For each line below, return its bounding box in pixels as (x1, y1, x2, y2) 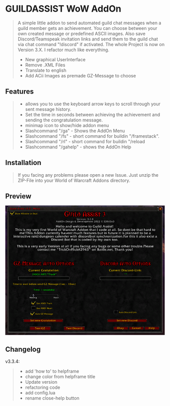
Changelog (5, 345, 41, 353)
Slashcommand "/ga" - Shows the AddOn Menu (25, 128, 125, 134)
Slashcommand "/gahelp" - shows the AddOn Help (25, 144, 132, 150)
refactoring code (25, 384, 61, 390)
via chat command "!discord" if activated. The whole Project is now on (17, 41, 165, 47)
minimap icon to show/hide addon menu (25, 122, 109, 128)
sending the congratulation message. (25, 117, 103, 123)
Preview (5, 192, 32, 200)
